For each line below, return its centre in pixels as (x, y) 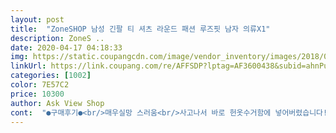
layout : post (37, 19)
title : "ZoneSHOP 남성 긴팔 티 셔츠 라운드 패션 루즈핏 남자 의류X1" (140, 29)
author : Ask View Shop (57, 103)
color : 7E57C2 (40, 85)
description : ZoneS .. (57, 38)
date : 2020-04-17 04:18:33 (66, 47)
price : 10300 (37, 94)
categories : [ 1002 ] (51, 76)
